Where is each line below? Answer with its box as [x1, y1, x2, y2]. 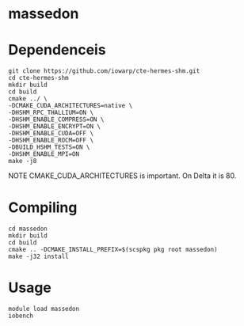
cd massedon [8, 225, 48, 233]
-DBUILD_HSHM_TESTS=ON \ [8, 143, 90, 151]
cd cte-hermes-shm [8, 74, 69, 82]
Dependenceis [8, 41, 106, 59]
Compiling [8, 199, 78, 217]
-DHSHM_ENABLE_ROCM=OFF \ [8, 136, 93, 145]
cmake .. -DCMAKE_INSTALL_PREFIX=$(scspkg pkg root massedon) [8, 246, 218, 254]
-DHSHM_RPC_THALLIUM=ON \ [8, 108, 93, 117]
